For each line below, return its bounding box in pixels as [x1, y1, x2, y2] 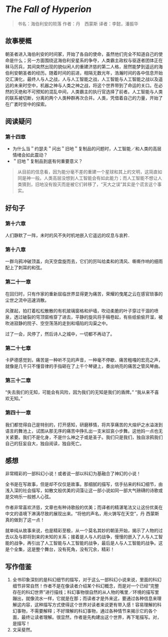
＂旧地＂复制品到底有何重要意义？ [12, 158, 83, 164]
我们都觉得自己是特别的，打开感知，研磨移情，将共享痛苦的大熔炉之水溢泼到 [5, 422, 163, 428]
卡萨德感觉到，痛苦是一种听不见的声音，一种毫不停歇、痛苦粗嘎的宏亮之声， [5, 357, 163, 363]
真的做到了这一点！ [5, 517, 45, 523]
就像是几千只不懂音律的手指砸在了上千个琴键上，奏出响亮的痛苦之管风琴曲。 [5, 363, 163, 369]
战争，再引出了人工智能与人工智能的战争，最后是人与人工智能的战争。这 [13, 540, 163, 546]
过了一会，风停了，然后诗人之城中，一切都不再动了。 [5, 331, 115, 337]
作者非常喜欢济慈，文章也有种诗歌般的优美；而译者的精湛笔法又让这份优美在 [5, 504, 163, 510]
